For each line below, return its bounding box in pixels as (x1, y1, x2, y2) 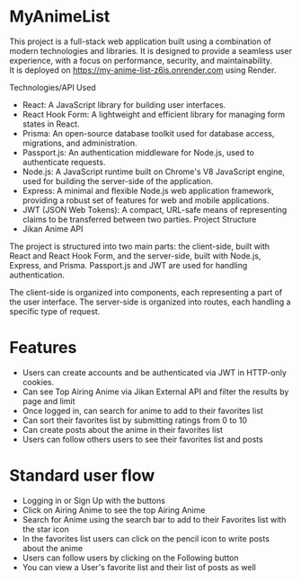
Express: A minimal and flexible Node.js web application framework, (22, 185, 274, 196)
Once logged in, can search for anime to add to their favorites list (22, 405, 263, 416)
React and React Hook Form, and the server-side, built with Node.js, (9, 250, 261, 261)
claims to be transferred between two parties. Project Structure (22, 214, 257, 224)
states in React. (22, 119, 80, 129)
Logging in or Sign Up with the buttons (22, 495, 166, 506)
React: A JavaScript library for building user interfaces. (22, 99, 226, 110)
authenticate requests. (22, 156, 106, 167)
